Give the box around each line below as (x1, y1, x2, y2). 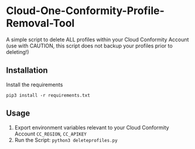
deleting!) (6, 48, 29, 55)
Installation (6, 66, 48, 76)
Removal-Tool (6, 16, 75, 30)
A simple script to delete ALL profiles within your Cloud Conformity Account (6, 36, 189, 43)
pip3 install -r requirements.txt (6, 92, 91, 98)
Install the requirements (6, 81, 63, 88)
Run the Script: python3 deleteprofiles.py (14, 136, 118, 143)
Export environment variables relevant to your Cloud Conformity (14, 124, 169, 131)
